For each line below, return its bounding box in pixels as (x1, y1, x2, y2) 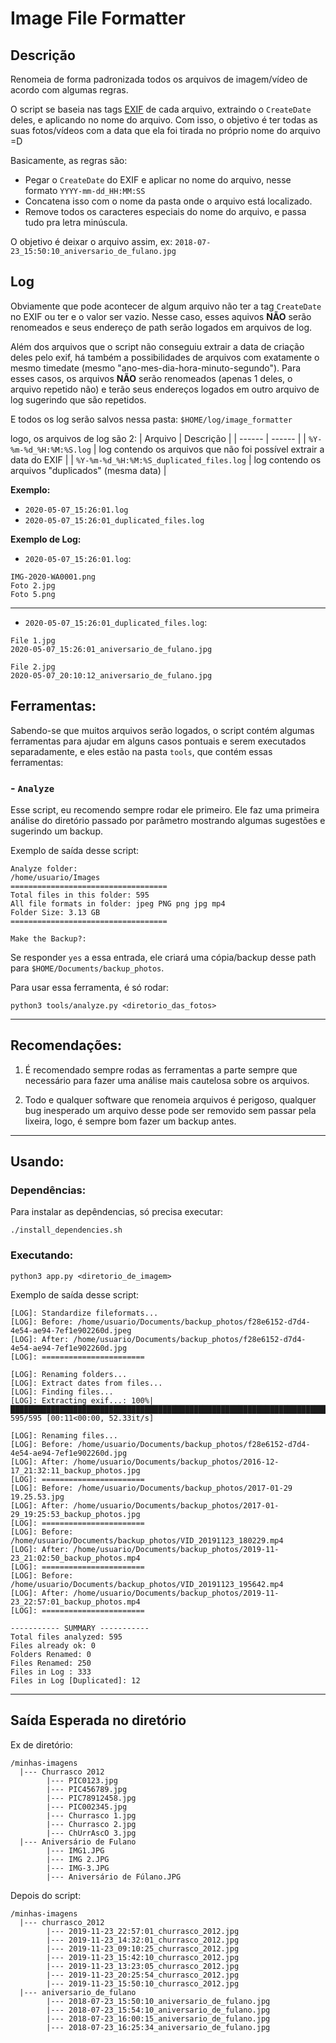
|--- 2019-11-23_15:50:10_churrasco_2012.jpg (46, 1978, 240, 1989)
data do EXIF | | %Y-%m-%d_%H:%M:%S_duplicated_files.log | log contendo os (10, 453, 322, 466)
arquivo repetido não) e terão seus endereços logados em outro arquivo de (10, 383, 320, 395)
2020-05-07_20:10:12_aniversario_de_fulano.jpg (10, 670, 213, 681)
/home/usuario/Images (10, 872, 101, 882)
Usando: (10, 1153, 65, 1171)
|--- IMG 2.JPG (46, 1854, 110, 1864)
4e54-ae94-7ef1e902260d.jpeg (10, 1325, 132, 1336)
